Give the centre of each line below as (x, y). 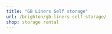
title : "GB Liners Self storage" (47, 11)
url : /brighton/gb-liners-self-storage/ (57, 17)
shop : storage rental (33, 22)
